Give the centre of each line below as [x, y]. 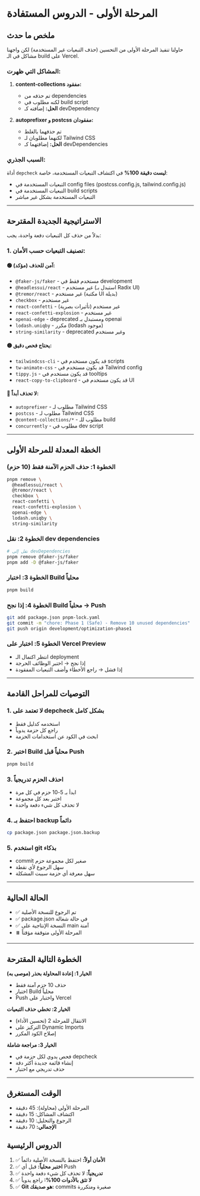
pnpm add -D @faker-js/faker [43, 562]
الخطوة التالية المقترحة [44, 959]
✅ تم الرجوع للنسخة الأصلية [46, 912]
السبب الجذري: [26, 160]
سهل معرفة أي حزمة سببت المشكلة [55, 873]
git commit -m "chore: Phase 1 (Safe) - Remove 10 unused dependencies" [99, 623]
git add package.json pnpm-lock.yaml [53, 617]
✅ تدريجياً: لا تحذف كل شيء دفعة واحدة [59, 1173]
